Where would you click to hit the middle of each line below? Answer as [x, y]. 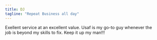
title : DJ [15, 9]
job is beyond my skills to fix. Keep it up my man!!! [55, 32]
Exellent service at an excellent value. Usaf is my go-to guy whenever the [78, 27]
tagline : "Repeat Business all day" [42, 14]
